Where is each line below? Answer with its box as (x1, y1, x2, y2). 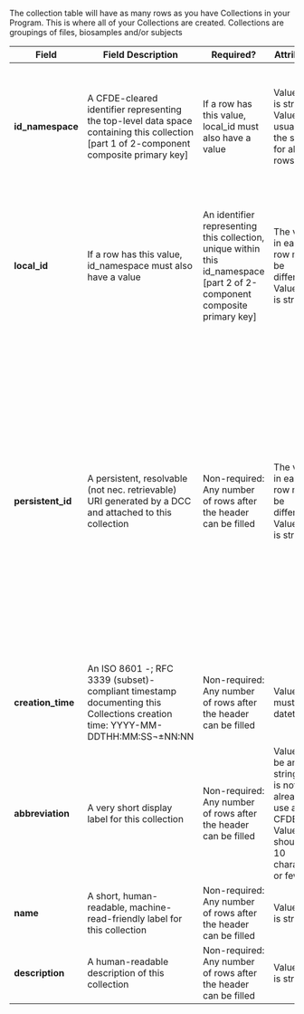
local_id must (202, 120, 260, 132)
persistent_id (14, 495, 72, 507)
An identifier (202, 208, 255, 221)
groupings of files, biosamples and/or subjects (9, 27, 183, 37)
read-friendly (87, 913, 146, 924)
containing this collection (87, 126, 195, 139)
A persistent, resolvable (87, 473, 188, 484)
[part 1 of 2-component (87, 138, 191, 149)
